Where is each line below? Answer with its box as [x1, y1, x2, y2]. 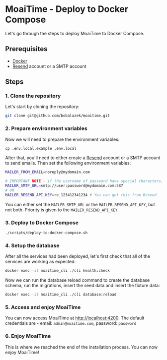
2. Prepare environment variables [5, 125, 88, 132]
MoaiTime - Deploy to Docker [5, 3, 128, 15]
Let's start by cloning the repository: [5, 104, 80, 110]
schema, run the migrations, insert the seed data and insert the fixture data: [5, 283, 160, 289]
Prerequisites [5, 45, 48, 53]
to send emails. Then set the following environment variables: [5, 160, 131, 166]
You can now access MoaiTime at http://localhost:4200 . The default [5, 315, 145, 321]
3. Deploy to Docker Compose [5, 219, 79, 226]
